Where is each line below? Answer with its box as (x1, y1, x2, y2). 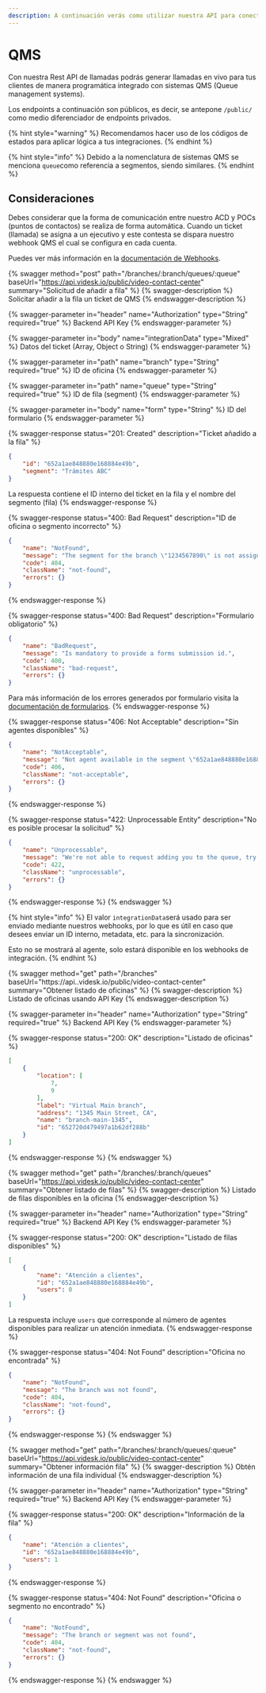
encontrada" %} (8, 1356, 61, 1365)
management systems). (8, 89, 85, 98)
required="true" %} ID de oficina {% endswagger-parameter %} (8, 366, 218, 376)
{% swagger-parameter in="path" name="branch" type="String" (8, 357, 220, 367)
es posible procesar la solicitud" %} (8, 823, 125, 833)
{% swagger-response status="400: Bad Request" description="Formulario (8, 611, 255, 620)
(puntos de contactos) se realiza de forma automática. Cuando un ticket (8, 222, 243, 231)
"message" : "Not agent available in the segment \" (22, 755, 196, 763)
